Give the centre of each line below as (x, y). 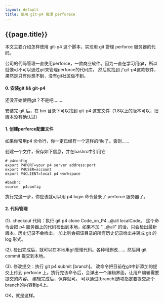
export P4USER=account (28, 169)
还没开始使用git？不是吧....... (34, 100)
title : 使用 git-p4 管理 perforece (40, 14)
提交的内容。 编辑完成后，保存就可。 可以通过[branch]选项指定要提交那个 (80, 279)
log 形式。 (16, 239)
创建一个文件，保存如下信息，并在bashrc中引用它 (56, 151)
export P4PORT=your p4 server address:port (51, 165)
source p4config (23, 187)
